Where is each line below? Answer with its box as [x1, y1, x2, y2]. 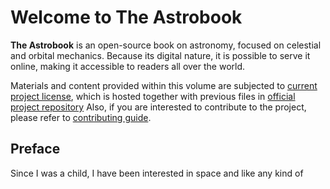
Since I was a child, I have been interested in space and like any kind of [10, 167, 304, 179]
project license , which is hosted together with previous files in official [10, 90, 296, 102]
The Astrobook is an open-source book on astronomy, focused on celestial [10, 39, 322, 51]
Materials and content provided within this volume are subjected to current [10, 79, 318, 91]
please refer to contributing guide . [10, 111, 152, 123]
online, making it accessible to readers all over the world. [10, 60, 246, 72]
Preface [10, 141, 61, 158]
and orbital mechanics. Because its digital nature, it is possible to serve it [10, 49, 311, 61]
